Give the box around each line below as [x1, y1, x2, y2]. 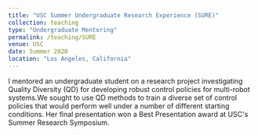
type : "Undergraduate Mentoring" [8, 26, 118, 34]
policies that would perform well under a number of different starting [8, 101, 230, 110]
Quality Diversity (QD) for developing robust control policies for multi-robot [8, 84, 251, 94]
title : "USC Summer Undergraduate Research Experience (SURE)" [8, 11, 220, 20]
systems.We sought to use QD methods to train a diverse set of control [8, 93, 238, 102]
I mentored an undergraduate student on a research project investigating [8, 76, 243, 86]
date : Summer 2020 [8, 48, 68, 55]
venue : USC [8, 41, 44, 48]
